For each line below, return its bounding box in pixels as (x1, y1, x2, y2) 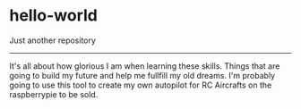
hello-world (9, 5, 99, 26)
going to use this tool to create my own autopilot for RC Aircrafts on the (9, 80, 272, 90)
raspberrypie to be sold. (9, 88, 99, 99)
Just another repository (9, 35, 97, 46)
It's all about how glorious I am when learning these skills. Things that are (9, 60, 280, 71)
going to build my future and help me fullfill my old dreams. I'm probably (9, 70, 276, 80)
